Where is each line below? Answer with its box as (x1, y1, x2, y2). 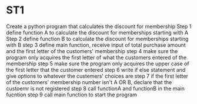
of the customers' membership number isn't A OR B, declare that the (6, 78, 172, 85)
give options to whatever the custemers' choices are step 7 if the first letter (6, 72, 188, 79)
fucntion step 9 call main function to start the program (6, 91, 137, 98)
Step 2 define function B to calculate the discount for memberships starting (6, 35, 189, 42)
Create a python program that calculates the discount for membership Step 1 (6, 23, 192, 30)
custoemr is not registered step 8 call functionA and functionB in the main (6, 85, 185, 92)
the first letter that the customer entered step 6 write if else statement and (6, 66, 186, 73)
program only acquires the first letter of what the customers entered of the (6, 54, 187, 61)
